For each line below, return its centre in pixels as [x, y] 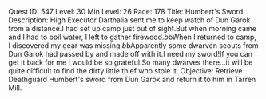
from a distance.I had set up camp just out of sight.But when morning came [133, 28]
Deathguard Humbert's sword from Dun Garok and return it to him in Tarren [132, 79]
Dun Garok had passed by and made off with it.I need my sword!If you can [131, 54]
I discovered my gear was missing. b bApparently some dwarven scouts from [133, 46]
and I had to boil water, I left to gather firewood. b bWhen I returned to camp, [133, 37]
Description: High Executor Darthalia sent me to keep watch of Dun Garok [129, 20]
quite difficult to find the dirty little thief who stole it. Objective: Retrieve [125, 71]
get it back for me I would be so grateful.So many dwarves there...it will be [131, 62]
